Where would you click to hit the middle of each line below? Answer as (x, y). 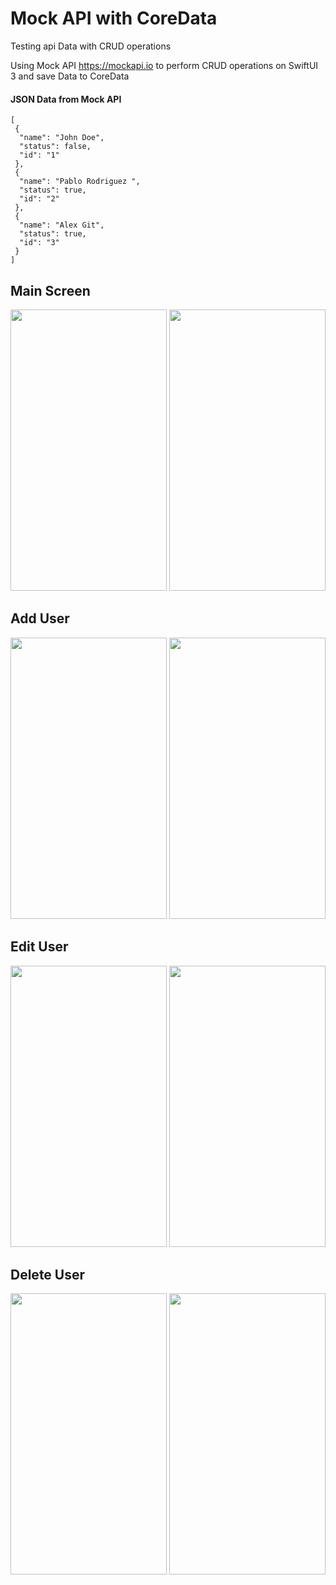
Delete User (48, 1274)
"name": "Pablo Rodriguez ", (80, 182)
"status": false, (55, 147)
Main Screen (50, 290)
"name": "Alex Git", (62, 225)
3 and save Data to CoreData (70, 76)
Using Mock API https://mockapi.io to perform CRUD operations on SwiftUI (164, 65)
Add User (40, 618)
